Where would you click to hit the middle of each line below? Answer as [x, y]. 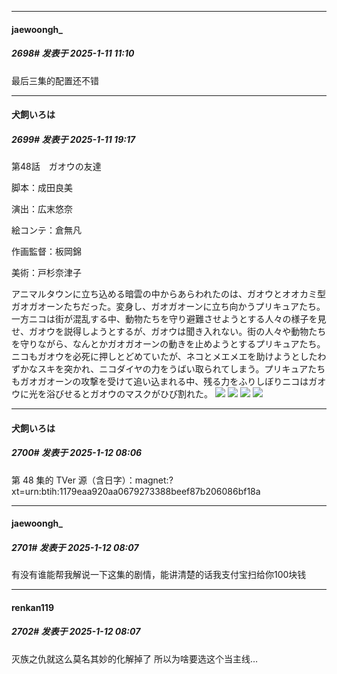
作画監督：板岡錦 [46, 252]
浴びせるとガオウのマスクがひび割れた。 [129, 394]
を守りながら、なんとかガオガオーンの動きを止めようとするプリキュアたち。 [168, 344]
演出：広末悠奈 [42, 209]
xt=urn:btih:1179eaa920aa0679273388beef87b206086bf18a [136, 491]
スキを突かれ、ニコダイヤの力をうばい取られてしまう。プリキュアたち [181, 369]
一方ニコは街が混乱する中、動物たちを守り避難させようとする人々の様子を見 [169, 319]
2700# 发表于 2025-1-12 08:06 [77, 453]
